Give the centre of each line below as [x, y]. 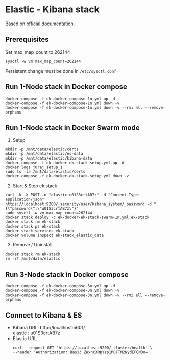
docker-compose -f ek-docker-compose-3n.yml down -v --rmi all [74, 295]
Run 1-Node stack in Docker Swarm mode [72, 128]
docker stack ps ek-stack [33, 227]
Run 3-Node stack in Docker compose [67, 274]
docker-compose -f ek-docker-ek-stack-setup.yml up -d [65, 163]
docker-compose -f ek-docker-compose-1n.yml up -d [60, 99]
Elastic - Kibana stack [52, 9]
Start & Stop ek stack [35, 186]
